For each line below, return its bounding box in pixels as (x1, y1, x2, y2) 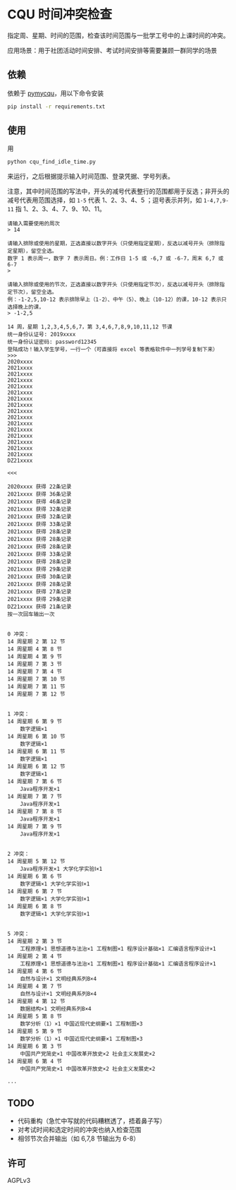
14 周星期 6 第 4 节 (7, 1058, 62, 1065)
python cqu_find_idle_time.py (7, 158, 97, 166)
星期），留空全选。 (12, 248, 58, 255)
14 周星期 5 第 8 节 (7, 1013, 62, 1021)
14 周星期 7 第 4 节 (7, 668, 62, 675)
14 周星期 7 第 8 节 (7, 808, 62, 816)
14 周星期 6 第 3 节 (7, 1043, 62, 1050)
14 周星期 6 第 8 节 (7, 903, 62, 910)
